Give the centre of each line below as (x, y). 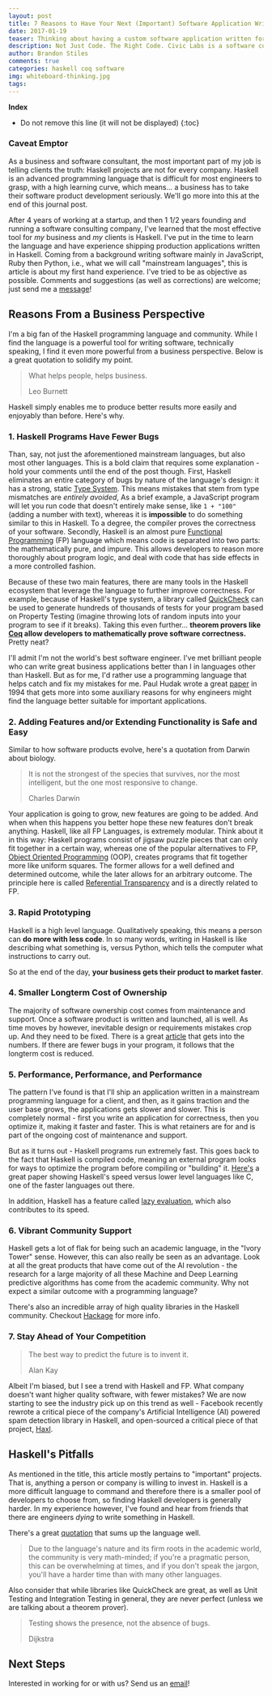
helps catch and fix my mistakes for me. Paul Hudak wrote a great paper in (133, 683)
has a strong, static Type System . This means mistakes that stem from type (134, 488)
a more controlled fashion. (52, 566)
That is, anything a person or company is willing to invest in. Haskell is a (128, 1482)
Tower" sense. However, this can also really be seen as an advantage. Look (134, 1257)
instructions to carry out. (49, 956)
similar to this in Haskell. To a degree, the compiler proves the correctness (132, 523)
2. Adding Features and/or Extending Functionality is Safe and (133, 722)
